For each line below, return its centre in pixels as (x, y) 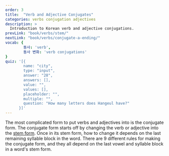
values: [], (36, 89)
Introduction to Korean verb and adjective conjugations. (72, 29)
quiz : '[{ (16, 61)
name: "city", (38, 66)
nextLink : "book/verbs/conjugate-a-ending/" (53, 38)
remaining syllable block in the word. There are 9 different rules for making (83, 138)
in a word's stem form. (29, 149)
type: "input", (39, 71)
